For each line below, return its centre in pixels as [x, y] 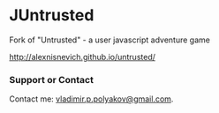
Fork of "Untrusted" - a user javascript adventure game [109, 40]
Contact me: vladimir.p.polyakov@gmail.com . [91, 99]
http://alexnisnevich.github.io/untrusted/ [83, 56]
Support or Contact [52, 79]
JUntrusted [52, 15]
